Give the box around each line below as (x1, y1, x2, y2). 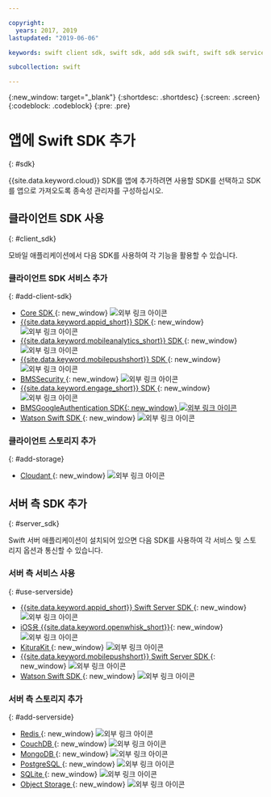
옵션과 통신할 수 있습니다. (23, 546, 103, 555)
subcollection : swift (8, 63, 81, 71)
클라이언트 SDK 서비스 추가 (8, 272, 108, 284)
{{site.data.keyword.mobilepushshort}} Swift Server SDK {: (19, 652, 216, 661)
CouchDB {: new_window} (19, 739, 107, 749)
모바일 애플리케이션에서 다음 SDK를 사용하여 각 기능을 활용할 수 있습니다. (8, 250, 238, 259)
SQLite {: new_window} (19, 769, 98, 778)
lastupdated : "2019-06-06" (8, 34, 99, 42)
